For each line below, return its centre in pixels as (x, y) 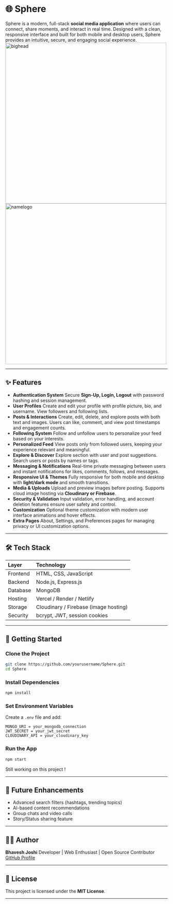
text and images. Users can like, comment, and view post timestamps (86, 422)
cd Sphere (16, 669)
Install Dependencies (32, 682)
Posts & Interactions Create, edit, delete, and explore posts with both (86, 417)
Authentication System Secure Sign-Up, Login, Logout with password (88, 395)
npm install (18, 693)
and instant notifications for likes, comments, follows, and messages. (86, 471)
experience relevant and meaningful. (52, 449)
